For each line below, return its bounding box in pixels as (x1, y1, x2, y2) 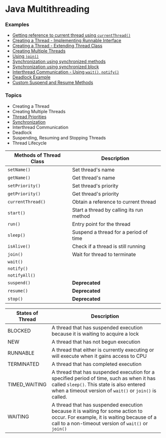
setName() (7, 167, 31, 173)
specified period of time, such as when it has (51, 375, 156, 382)
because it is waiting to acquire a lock (51, 330, 139, 337)
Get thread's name (72, 174, 115, 181)
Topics (5, 92, 22, 99)
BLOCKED (7, 327, 31, 334)
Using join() (12, 53, 39, 59)
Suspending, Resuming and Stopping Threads (12, 134, 106, 140)
